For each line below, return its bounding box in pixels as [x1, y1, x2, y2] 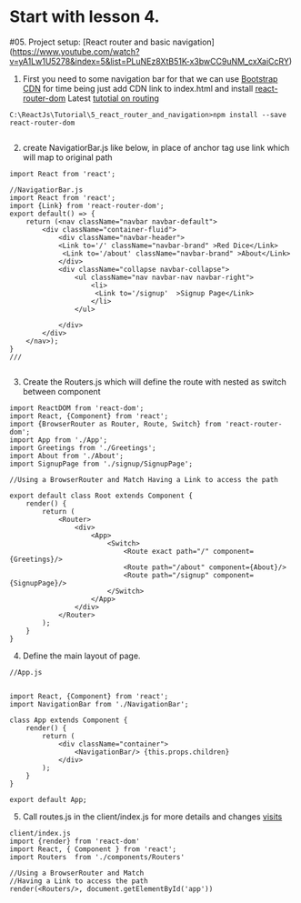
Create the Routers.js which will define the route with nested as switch [22, 376, 286, 387]
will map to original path [22, 152, 113, 163]
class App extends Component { [9, 716, 128, 725]
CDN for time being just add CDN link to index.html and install [22, 83, 254, 94]
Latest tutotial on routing [67, 93, 159, 104]
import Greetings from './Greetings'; [9, 443, 156, 452]
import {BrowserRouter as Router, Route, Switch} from [9, 419, 222, 428]
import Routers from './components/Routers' [9, 852, 185, 861]
